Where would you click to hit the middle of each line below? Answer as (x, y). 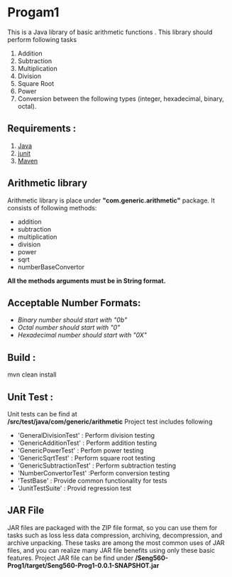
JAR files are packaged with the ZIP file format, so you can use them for (112, 527)
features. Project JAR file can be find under (70, 558)
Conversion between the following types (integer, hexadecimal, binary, (121, 98)
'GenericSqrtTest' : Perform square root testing (86, 458)
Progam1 (33, 12)
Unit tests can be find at (43, 414)
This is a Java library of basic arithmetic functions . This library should (110, 32)
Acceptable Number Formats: (74, 303)
